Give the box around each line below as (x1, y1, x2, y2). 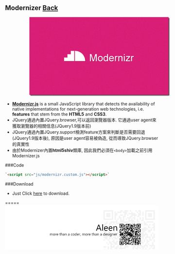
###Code (5, 162, 24, 168)
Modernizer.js (12, 152, 40, 158)
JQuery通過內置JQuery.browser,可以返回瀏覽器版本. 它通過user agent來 (12, 117, 157, 123)
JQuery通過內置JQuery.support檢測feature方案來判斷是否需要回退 (12, 129, 145, 135)
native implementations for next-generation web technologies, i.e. (12, 106, 144, 112)
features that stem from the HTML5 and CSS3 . (12, 111, 107, 117)
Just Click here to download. (12, 190, 70, 196)
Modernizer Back (5, 4, 58, 12)
